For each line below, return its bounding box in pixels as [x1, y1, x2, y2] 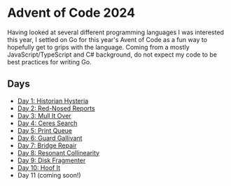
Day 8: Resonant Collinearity [17, 148, 100, 157]
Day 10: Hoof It [17, 163, 61, 172]
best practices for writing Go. [7, 57, 92, 66]
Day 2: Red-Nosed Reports [17, 103, 96, 113]
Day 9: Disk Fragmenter [17, 156, 86, 164]
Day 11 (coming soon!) [17, 171, 82, 179]
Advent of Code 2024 [7, 5, 135, 21]
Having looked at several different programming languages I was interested [7, 28, 224, 36]
